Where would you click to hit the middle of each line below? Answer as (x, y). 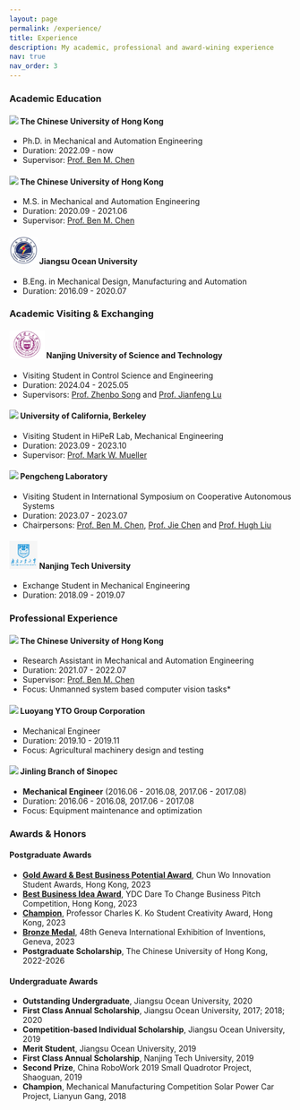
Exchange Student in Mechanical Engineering (106, 586)
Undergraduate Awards (54, 981)
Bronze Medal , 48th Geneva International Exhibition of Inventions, (144, 932)
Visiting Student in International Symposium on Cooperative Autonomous (157, 496)
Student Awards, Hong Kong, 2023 (86, 884)
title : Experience (43, 38)
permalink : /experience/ (56, 28)
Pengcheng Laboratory (64, 477)
